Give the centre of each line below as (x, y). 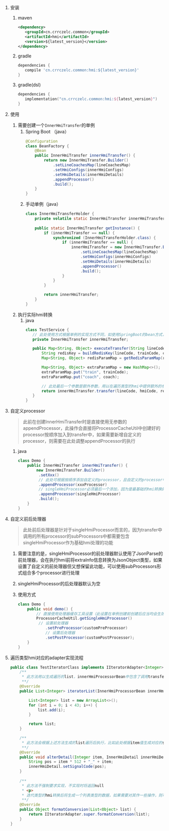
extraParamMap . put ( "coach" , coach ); (80, 377)
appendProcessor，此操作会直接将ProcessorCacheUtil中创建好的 (92, 428)
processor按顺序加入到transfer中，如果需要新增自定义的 (82, 434)
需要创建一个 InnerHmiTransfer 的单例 (56, 125)
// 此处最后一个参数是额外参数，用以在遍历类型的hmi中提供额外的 (102, 386)
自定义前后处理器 (28, 519)
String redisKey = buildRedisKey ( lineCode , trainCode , (101, 353)
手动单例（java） (43, 204)
